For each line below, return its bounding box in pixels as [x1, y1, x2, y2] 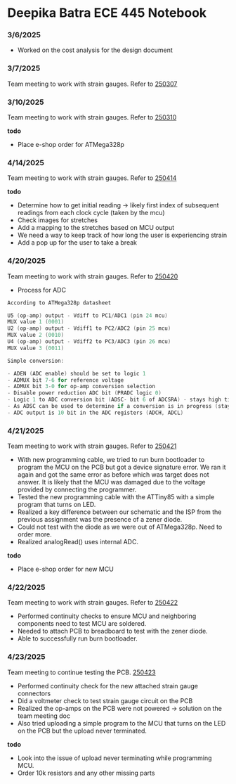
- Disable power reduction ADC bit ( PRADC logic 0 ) [7, 390, 162, 397]
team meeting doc [17, 712, 70, 720]
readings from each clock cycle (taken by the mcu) [17, 209, 165, 217]
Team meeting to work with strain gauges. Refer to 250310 [7, 113, 177, 122]
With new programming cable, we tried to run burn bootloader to [17, 456, 205, 464]
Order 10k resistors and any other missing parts [17, 769, 155, 777]
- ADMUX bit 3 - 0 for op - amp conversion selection [7, 383, 156, 390]
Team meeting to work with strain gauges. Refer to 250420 [7, 272, 178, 281]
